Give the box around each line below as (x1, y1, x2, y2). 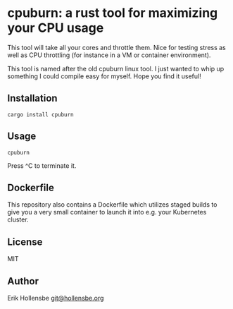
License (7, 236, 43, 248)
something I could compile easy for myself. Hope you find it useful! (7, 72, 202, 80)
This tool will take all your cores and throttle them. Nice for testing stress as (7, 43, 227, 51)
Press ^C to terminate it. (7, 161, 77, 170)
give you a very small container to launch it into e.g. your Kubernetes (7, 208, 207, 217)
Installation (7, 92, 58, 104)
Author (7, 275, 39, 287)
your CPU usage (7, 20, 104, 36)
